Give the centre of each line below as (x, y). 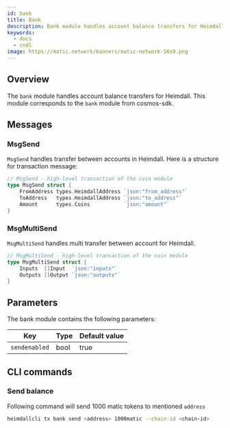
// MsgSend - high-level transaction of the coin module (90, 179)
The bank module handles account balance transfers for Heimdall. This (106, 96)
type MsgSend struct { (39, 186)
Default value (102, 336)
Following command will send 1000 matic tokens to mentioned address (106, 406)
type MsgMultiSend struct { (47, 262)
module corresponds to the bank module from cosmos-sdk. (90, 103)
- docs (23, 39)
